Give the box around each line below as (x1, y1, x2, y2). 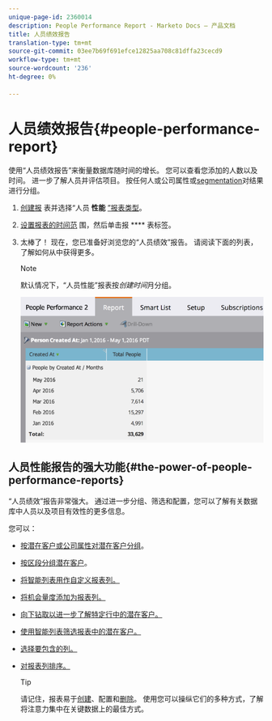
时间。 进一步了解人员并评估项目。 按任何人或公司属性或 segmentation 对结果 (8, 175, 264, 185)
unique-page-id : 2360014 (8, 13, 92, 21)
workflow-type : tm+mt (8, 56, 82, 64)
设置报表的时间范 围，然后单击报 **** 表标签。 (19, 219, 176, 230)
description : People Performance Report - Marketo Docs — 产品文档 (8, 21, 236, 30)
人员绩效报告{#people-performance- (8, 120, 261, 138)
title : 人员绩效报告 (8, 30, 70, 38)
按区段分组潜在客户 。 (19, 558, 91, 567)
